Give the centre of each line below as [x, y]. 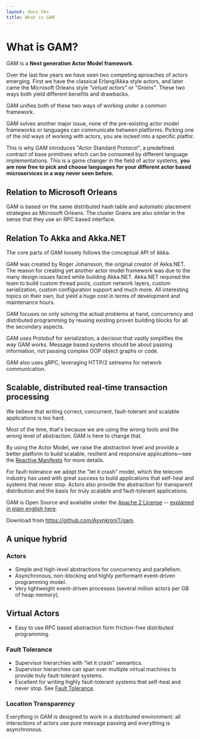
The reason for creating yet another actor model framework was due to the [99, 270]
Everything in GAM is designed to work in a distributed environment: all [93, 716]
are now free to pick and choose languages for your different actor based [99, 167]
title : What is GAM [30, 17]
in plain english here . [32, 509]
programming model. [41, 582]
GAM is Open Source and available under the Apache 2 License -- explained [100, 502]
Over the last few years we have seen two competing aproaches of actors [97, 75]
